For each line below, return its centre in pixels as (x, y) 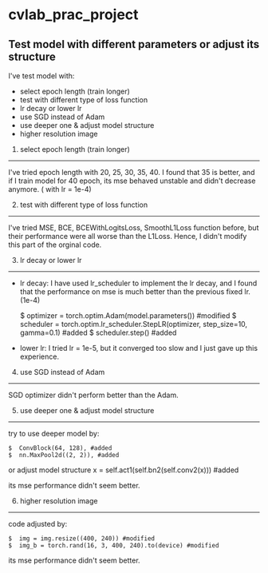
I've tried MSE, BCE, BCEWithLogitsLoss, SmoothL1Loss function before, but (134, 228)
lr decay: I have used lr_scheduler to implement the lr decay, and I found (138, 283)
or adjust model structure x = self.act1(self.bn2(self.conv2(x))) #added (124, 470)
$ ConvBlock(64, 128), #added (60, 448)
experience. (39, 356)
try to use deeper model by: (54, 434)
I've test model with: (41, 76)
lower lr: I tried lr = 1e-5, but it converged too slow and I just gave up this (138, 348)
